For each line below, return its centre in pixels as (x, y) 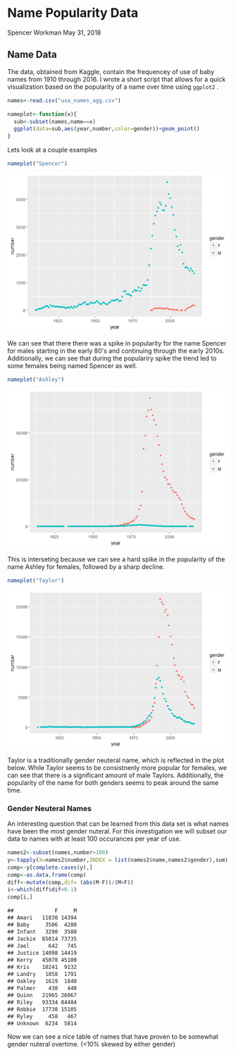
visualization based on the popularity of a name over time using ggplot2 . (113, 87)
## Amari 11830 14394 (42, 918)
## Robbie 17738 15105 (42, 1010)
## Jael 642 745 (42, 946)
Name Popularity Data (73, 13)
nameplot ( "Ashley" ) (36, 379)
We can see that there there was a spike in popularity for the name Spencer (117, 343)
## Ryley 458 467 (42, 1017)
